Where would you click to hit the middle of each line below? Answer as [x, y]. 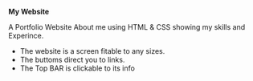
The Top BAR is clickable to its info [77, 68]
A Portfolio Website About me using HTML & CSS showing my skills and [127, 27]
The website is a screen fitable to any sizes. [92, 51]
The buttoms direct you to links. [72, 60]
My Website [29, 12]
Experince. [26, 36]
